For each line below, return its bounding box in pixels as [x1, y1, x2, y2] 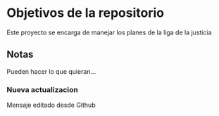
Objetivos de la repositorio [6, 5, 165, 21]
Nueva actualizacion [6, 84, 78, 94]
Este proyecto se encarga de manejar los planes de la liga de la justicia [6, 28, 212, 37]
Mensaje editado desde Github [6, 101, 96, 110]
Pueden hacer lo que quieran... [6, 67, 96, 75]
